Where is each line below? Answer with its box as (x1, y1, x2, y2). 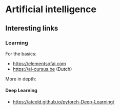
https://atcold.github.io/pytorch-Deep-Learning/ (12, 99, 115, 105)
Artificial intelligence (5, 4, 96, 15)
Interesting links (5, 24, 58, 33)
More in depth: (5, 75, 36, 82)
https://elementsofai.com (12, 60, 66, 67)
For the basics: (5, 50, 37, 57)
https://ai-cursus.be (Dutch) (12, 66, 72, 72)
